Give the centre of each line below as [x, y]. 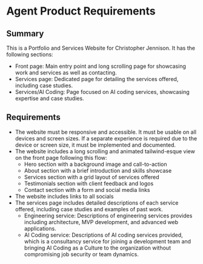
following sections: [30, 54]
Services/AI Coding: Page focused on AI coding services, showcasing [102, 92]
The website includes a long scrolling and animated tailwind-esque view [105, 151]
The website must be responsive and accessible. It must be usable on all [106, 132]
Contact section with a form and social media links [87, 190]
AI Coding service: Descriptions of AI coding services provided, [103, 235]
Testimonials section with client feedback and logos [89, 183]
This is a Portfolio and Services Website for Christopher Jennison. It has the [101, 48]
